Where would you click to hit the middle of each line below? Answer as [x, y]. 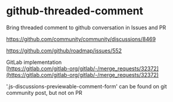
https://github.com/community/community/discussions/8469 [81, 39]
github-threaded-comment [75, 11]
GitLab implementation [34, 62]
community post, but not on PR [44, 92]
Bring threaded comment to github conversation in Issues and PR [86, 27]
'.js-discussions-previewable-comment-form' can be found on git [86, 86]
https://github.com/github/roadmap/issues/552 [64, 50]
